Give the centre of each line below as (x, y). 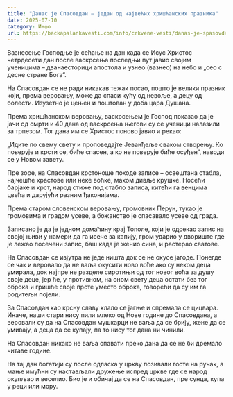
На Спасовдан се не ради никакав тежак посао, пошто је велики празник (116, 88)
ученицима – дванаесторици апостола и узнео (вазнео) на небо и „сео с (115, 67)
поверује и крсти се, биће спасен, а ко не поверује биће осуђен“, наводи (116, 152)
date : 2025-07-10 (32, 20)
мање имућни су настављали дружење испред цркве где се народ (107, 371)
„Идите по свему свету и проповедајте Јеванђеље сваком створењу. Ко (115, 145)
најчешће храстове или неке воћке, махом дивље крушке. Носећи (106, 180)
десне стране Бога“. (37, 75)
